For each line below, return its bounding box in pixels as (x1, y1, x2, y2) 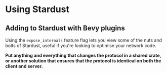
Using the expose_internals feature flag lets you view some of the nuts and (5, 37, 162, 43)
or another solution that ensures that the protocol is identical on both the (5, 58, 161, 64)
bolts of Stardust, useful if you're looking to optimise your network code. (5, 43, 157, 49)
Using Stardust (5, 4, 70, 15)
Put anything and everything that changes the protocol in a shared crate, (5, 52, 161, 58)
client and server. (5, 63, 43, 69)
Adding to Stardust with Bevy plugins (5, 24, 125, 32)
